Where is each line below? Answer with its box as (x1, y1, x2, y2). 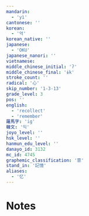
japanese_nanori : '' (6, 53, 57, 59)
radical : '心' (6, 80, 40, 86)
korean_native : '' (6, 36, 51, 42)
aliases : (6, 168, 28, 175)
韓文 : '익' (6, 124, 30, 130)
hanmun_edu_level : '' (6, 140, 59, 147)
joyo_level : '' (6, 130, 43, 136)
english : (6, 102, 28, 108)
